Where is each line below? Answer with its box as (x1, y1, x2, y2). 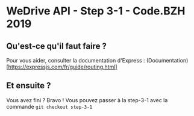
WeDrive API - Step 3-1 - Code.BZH (6, 4, 186, 18)
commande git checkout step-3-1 (6, 103, 93, 110)
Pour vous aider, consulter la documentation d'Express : (6, 57, 145, 64)
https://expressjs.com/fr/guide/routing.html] (8, 63, 117, 70)
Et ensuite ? (6, 81, 51, 91)
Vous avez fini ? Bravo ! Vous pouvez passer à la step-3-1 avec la (6, 96, 168, 103)
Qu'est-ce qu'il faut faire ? (6, 41, 107, 51)
